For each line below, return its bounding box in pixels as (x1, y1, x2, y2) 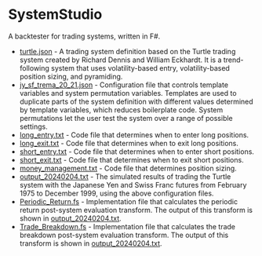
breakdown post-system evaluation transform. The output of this (19, 230, 229, 240)
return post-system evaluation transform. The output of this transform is (19, 205, 253, 214)
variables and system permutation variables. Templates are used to (19, 88, 237, 97)
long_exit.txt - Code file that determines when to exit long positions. (19, 138, 239, 148)
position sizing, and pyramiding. (19, 71, 123, 81)
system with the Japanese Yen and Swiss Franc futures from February (19, 180, 247, 189)
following (19, 63, 49, 72)
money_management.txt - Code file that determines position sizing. (19, 163, 237, 173)
